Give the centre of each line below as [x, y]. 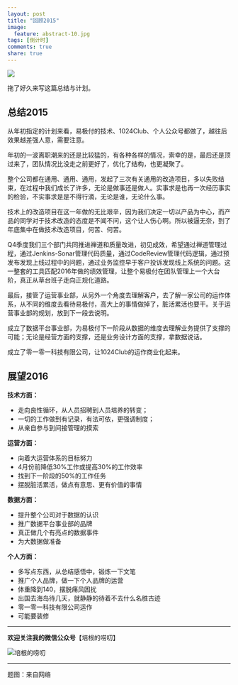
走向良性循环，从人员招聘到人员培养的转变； [83, 410]
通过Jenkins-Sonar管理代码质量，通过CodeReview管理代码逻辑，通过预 [125, 253]
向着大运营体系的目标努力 [55, 458]
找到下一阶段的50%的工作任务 [62, 476]
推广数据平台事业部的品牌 [55, 523]
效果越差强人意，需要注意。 [48, 140]
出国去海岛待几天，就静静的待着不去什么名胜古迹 [89, 598]
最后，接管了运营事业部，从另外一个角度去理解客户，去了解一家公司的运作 [116, 295]
